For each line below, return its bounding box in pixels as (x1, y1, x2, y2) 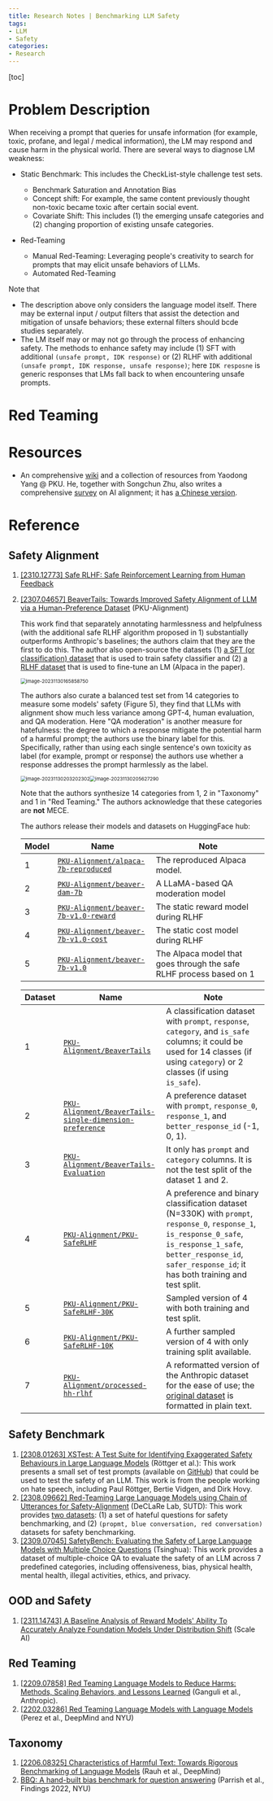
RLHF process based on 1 (155, 968, 255, 980)
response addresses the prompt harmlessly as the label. (19, 760, 209, 770)
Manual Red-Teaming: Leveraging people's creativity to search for (32, 251, 254, 260)
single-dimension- (63, 1116, 135, 1125)
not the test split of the (166, 1165, 252, 1176)
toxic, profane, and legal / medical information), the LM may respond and (8, 136, 253, 146)
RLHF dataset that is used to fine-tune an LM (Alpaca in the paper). (19, 662, 245, 672)
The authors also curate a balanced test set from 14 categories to (19, 691, 240, 701)
